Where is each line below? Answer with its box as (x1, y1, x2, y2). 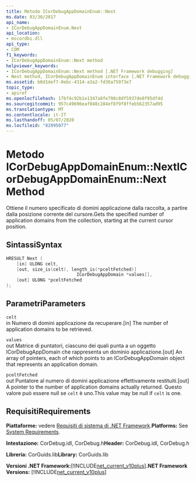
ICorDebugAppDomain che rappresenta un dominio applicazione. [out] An (6, 348, 183, 355)
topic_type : (6, 85, 35, 91)
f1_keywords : (6, 52, 38, 58)
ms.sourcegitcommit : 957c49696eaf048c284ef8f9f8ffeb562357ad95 (6, 101, 163, 107)
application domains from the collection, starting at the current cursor (6, 217, 174, 224)
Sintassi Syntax (6, 240, 62, 250)
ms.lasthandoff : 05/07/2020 (6, 117, 75, 123)
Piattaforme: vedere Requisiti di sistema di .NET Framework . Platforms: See (6, 422, 188, 429)
